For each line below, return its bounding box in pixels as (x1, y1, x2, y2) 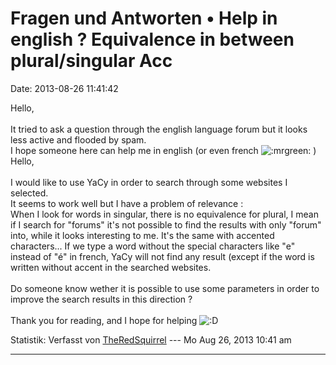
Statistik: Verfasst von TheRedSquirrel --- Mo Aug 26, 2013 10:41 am (10, 333, 292, 346)
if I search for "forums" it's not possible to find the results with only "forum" (10, 218, 322, 231)
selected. (10, 187, 49, 199)
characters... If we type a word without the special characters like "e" (10, 240, 296, 252)
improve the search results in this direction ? (10, 293, 193, 305)
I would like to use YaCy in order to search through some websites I (10, 176, 288, 188)
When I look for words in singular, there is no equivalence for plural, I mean (10, 208, 319, 220)
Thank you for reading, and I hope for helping (10, 314, 198, 326)
